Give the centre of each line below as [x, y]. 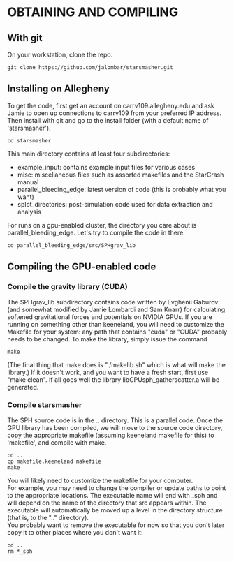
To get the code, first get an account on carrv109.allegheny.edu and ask [111, 105]
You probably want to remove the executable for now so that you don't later [116, 525]
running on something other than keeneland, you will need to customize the [116, 324]
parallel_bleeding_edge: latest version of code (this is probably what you [122, 189]
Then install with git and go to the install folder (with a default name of [108, 120]
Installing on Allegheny [58, 89]
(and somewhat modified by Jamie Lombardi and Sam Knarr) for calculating [116, 309]
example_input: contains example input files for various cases [106, 167]
